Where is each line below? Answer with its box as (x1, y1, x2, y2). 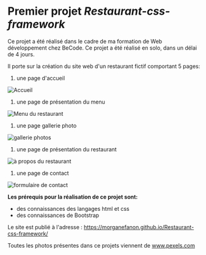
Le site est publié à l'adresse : (7, 223, 83, 230)
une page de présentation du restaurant (16, 145, 117, 153)
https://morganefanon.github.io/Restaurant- (83, 223, 194, 230)
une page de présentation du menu (16, 98, 105, 105)
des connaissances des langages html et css (16, 205, 130, 212)
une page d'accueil (16, 74, 65, 82)
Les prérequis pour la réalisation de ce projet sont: (7, 193, 138, 200)
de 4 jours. (7, 50, 35, 58)
